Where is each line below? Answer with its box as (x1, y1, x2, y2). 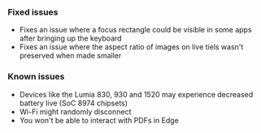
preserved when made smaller (19, 51, 122, 61)
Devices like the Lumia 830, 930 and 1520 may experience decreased (19, 89, 254, 99)
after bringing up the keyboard (19, 33, 123, 43)
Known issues (7, 71, 65, 83)
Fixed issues (7, 6, 59, 18)
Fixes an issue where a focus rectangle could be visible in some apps (19, 25, 253, 35)
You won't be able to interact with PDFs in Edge (19, 115, 180, 125)
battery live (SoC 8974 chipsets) (19, 98, 128, 108)
